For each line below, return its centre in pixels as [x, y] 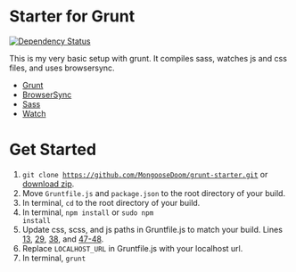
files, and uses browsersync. [62, 68]
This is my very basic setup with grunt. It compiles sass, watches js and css [148, 58]
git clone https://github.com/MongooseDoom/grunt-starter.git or [145, 174]
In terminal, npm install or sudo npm [88, 212]
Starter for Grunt [72, 16]
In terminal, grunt [54, 258]
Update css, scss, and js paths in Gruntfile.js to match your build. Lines [152, 229]
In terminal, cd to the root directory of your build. [111, 202]
